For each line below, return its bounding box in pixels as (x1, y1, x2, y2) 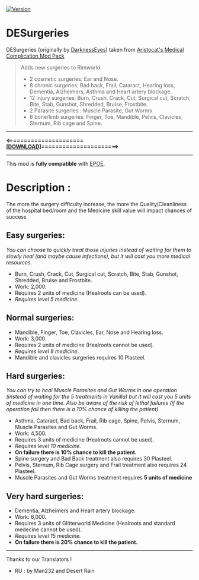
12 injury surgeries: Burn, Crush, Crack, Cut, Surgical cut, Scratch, (29, 94, 191, 101)
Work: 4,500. (14, 430, 47, 437)
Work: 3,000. (14, 335, 47, 342)
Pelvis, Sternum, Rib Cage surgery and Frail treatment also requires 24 (14, 461, 187, 469)
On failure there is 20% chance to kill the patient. (14, 538, 138, 546)
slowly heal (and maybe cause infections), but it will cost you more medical (6, 253, 191, 260)
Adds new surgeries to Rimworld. (20, 64, 102, 71)
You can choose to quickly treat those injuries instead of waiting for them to (6, 246, 192, 253)
